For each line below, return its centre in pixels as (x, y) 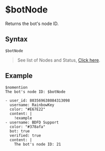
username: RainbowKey (32, 105)
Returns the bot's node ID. (32, 23)
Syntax (16, 39)
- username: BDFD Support (32, 122)
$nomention (16, 87)
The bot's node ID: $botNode (35, 91)
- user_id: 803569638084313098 (38, 100)
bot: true (20, 131)
